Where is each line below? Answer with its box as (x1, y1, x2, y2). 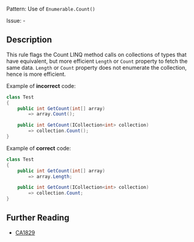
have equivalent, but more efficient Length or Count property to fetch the (6, 57, 188, 65)
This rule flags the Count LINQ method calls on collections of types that (6, 51, 187, 58)
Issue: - (6, 17, 26, 24)
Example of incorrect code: (6, 82, 76, 89)
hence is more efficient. (6, 70, 66, 78)
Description (6, 35, 52, 45)
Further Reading (6, 213, 70, 223)
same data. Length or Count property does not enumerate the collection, (6, 64, 187, 71)
